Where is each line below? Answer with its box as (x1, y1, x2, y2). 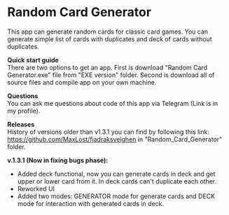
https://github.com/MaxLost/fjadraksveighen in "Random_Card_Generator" (7, 134, 223, 144)
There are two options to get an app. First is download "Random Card (7, 63, 208, 71)
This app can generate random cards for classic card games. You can (7, 27, 209, 36)
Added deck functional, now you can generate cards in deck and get (17, 169, 216, 178)
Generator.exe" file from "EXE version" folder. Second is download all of (7, 71, 215, 79)
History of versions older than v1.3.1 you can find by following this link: (7, 127, 210, 136)
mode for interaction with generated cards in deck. (17, 199, 165, 207)
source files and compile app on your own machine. (7, 78, 157, 86)
